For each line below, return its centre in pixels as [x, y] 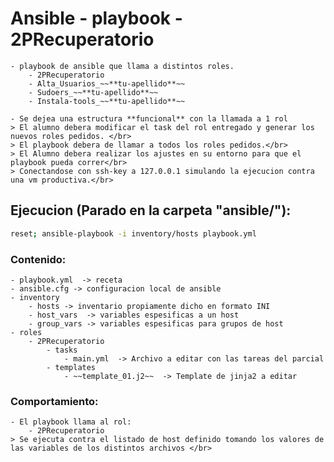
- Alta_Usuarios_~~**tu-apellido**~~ [107, 83]
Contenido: [38, 259]
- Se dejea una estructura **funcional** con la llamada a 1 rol [149, 118]
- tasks [62, 350]
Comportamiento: [54, 401]
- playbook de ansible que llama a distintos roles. [122, 66]
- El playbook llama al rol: [71, 422]
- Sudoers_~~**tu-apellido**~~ [93, 92]
